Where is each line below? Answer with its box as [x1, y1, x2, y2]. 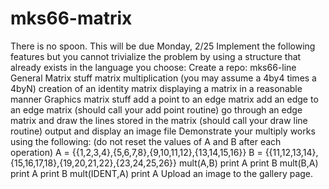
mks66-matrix [10, 7, 133, 30]
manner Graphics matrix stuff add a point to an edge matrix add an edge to [10, 93, 319, 105]
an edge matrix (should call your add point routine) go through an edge [10, 103, 303, 116]
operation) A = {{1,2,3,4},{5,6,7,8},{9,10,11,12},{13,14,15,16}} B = [10, 146, 263, 158]
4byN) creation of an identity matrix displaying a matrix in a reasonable [10, 82, 303, 94]
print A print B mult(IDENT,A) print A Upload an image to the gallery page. [10, 167, 314, 179]
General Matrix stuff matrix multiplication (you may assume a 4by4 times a [10, 72, 317, 84]
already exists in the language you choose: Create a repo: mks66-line [10, 61, 297, 73]
